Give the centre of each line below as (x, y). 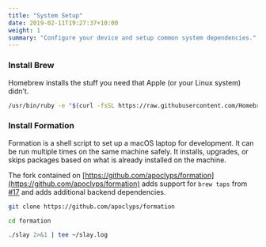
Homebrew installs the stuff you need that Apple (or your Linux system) (125, 82)
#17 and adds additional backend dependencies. (87, 192)
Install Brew (31, 66)
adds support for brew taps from (194, 184)
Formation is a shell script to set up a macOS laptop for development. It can (131, 142)
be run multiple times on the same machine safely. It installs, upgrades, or (129, 151)
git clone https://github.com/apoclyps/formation (92, 207)
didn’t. (19, 91)
